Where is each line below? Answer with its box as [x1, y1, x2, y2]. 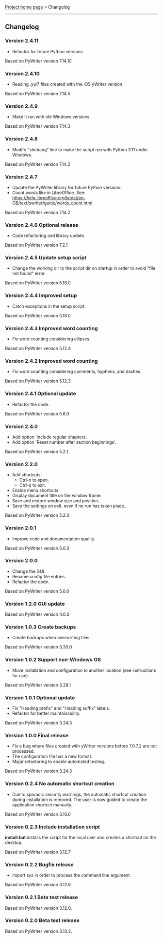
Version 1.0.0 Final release [5, 732, 69, 739]
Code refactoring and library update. [12, 233, 85, 238]
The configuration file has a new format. [12, 753, 93, 760]
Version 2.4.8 [5, 136, 38, 142]
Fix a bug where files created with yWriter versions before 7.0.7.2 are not [12, 743, 157, 749]
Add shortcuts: [12, 472, 42, 478]
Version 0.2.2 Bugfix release [5, 861, 74, 868]
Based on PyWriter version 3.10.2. [5, 928, 72, 934]
